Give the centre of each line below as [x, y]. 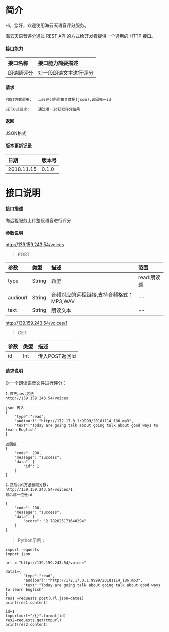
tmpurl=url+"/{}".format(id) [36, 616]
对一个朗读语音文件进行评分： [36, 383]
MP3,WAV [63, 301]
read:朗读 [149, 277]
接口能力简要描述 [58, 63]
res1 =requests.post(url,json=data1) [45, 598]
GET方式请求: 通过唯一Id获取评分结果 [43, 109]
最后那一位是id [19, 495]
